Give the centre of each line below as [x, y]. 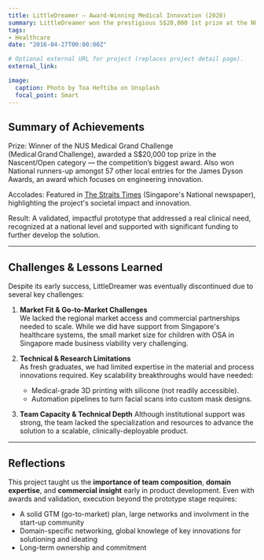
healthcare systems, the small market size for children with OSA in [126, 335]
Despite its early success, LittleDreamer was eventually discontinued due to [131, 286]
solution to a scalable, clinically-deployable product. [104, 431]
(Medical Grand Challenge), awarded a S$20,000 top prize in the [112, 154]
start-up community [52, 522]
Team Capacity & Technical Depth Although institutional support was [132, 414]
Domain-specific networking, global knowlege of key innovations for [130, 530]
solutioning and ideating [59, 539]
